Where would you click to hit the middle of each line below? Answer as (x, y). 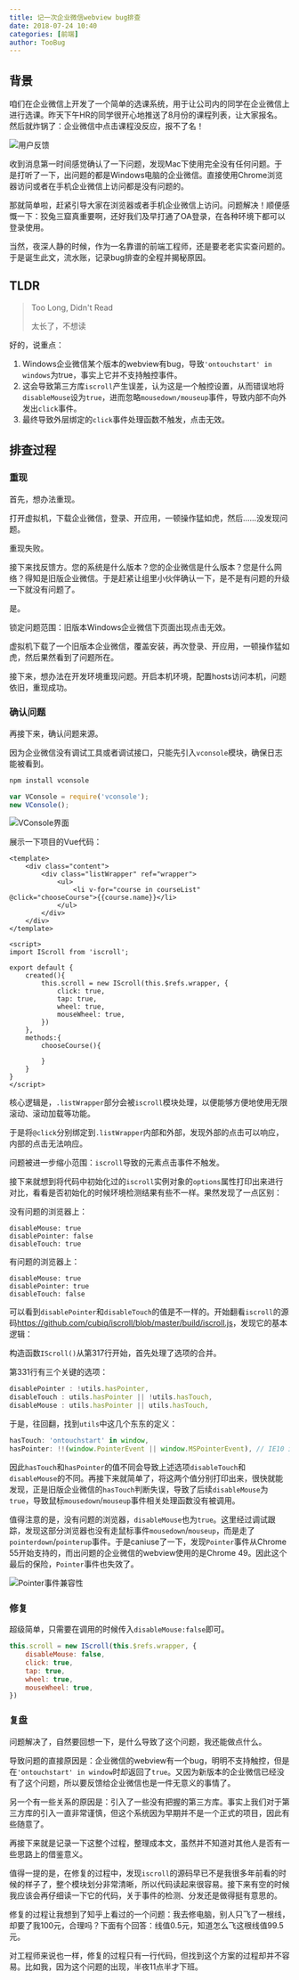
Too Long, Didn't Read (72, 307)
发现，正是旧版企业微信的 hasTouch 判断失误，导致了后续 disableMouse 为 (139, 1489)
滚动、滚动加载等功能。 (52, 1114)
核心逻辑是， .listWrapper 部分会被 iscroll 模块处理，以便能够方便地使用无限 (149, 1102)
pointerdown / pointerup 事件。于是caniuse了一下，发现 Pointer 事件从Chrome (148, 1542)
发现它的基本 (263, 1323)
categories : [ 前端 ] (44, 34)
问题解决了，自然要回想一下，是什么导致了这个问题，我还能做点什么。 (138, 1741)
